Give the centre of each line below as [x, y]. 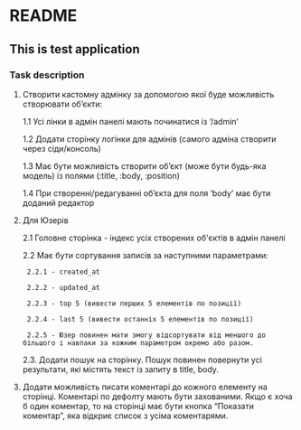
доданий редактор [58, 202]
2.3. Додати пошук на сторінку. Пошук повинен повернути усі [142, 360]
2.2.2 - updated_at [63, 287]
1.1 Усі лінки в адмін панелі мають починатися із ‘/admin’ [130, 121]
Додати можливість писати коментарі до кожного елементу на [145, 387]
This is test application [75, 49]
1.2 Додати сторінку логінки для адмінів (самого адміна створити [149, 139]
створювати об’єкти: [62, 104]
